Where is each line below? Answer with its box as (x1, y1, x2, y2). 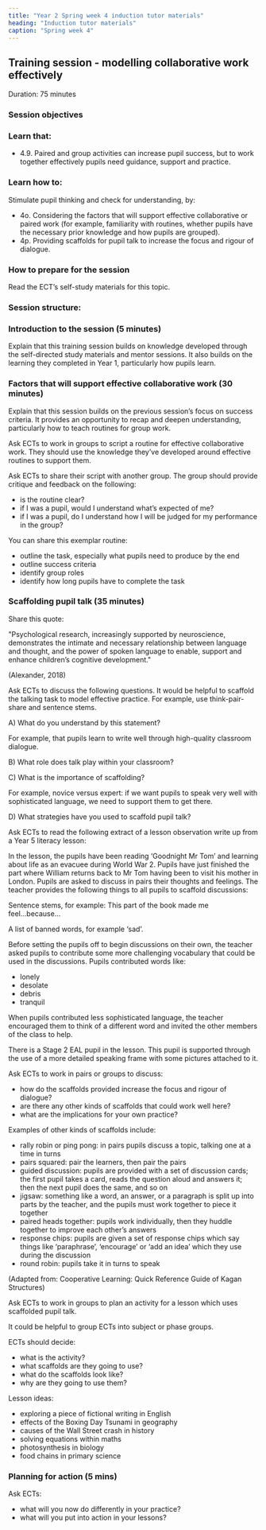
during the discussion (19, 1250, 91, 1260)
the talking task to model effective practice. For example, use (8, 693, 208, 704)
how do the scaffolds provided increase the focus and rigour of (19, 1084, 227, 1093)
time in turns (19, 1148, 61, 1158)
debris (19, 988, 41, 998)
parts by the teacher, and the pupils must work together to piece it (19, 1199, 237, 1209)
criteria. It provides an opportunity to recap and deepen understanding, (8, 414, 241, 424)
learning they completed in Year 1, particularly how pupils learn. (8, 359, 217, 368)
